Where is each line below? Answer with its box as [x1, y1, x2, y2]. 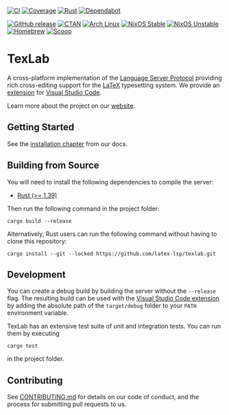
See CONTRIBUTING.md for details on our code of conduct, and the [7, 393, 200, 401]
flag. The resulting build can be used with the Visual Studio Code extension [7, 294, 220, 303]
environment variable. [7, 309, 69, 317]
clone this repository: [7, 237, 67, 245]
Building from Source [7, 160, 99, 171]
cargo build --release [7, 217, 72, 224]
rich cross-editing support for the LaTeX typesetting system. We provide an [7, 81, 220, 89]
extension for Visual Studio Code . [7, 88, 101, 96]
